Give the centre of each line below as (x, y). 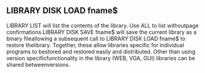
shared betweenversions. (38, 64)
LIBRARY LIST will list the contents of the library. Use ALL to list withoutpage (102, 25)
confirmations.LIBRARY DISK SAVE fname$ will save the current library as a (102, 32)
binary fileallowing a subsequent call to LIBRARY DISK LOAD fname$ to (96, 38)
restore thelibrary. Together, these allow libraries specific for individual (95, 45)
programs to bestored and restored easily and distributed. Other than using (101, 52)
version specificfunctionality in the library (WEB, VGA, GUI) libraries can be (101, 58)
